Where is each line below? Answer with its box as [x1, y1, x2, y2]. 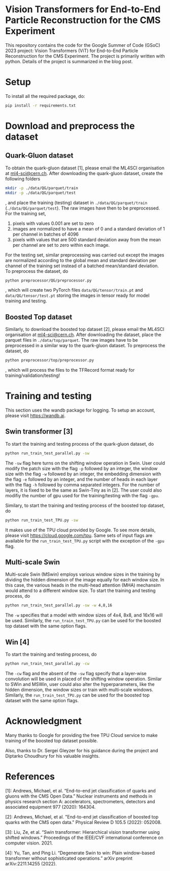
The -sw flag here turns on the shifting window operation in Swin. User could [5, 460, 165, 466]
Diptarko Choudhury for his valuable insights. [5, 753, 100, 759]
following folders [5, 175, 41, 182]
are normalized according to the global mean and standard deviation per [5, 257, 156, 263]
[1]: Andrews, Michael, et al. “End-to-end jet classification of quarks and [5, 787, 156, 793]
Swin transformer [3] [5, 427, 73, 436]
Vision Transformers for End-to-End [5, 4, 161, 15]
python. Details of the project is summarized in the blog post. [5, 58, 133, 64]
